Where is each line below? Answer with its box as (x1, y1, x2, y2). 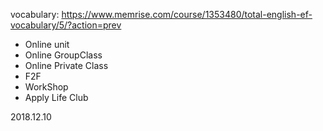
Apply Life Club (24, 92, 89, 103)
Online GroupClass (24, 49, 103, 61)
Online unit (24, 39, 70, 50)
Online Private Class (24, 60, 109, 71)
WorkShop (24, 81, 69, 93)
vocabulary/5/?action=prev (10, 19, 122, 31)
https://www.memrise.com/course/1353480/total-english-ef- (61, 9, 313, 20)
